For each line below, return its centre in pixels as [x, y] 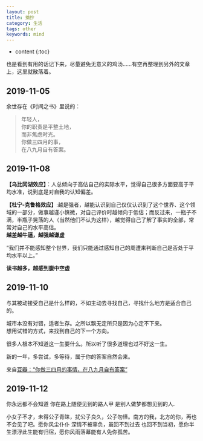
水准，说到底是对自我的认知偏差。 [54, 192]
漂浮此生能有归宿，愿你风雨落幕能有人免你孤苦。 [72, 432]
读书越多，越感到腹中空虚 [38, 268]
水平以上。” [24, 255]
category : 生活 [24, 23]
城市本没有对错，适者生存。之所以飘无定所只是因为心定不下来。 [85, 323]
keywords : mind [25, 34]
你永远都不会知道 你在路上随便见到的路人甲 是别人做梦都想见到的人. [91, 404]
